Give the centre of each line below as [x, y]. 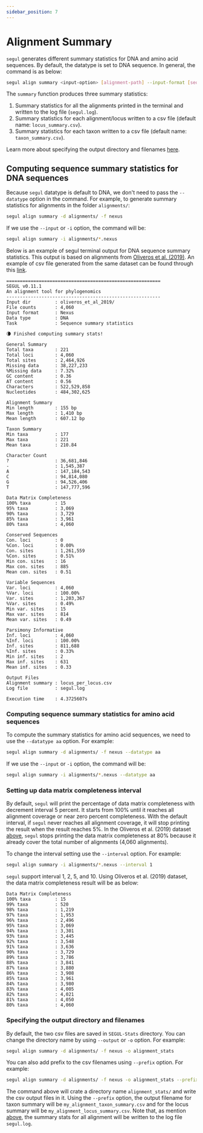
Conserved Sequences [32, 535]
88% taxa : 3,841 [40, 963]
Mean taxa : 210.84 [42, 445]
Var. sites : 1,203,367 [46, 599]
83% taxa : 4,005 [40, 989]
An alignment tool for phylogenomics [54, 291]
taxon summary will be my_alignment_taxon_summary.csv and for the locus [98, 1105]
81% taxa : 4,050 [40, 1000]
